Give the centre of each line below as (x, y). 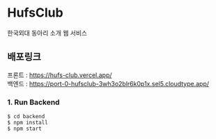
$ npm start (24, 129)
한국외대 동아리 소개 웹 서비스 (47, 33)
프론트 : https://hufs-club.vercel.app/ (60, 75)
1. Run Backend (34, 102)
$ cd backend (26, 117)
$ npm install (28, 123)
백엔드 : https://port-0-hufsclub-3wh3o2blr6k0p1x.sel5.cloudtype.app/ (108, 83)
